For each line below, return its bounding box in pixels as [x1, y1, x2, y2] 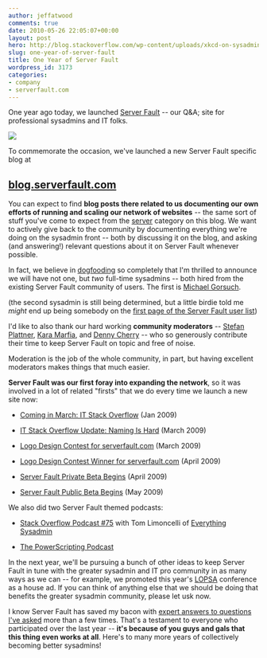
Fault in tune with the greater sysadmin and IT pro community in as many [8, 566, 247, 576]
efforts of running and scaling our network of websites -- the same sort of [8, 208, 257, 217]
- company [8, 78, 41, 86]
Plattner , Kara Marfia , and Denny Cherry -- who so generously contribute [8, 330, 248, 339]
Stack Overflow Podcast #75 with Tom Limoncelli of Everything [19, 519, 226, 528]
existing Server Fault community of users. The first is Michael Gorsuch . [8, 282, 241, 292]
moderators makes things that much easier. [8, 362, 150, 372]
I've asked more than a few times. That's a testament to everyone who [8, 615, 238, 625]
